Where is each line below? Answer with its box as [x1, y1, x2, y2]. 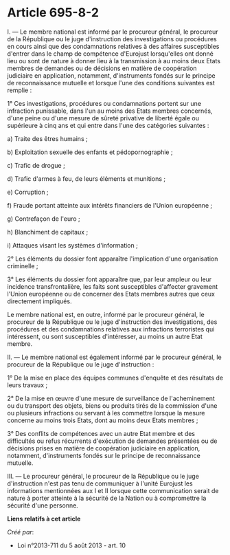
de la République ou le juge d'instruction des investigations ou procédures [7, 34, 218, 43]
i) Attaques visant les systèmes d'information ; [7, 241, 139, 249]
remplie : [7, 86, 32, 94]
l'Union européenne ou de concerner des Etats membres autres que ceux [7, 290, 215, 298]
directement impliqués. [7, 297, 72, 305]
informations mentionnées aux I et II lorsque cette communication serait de [7, 486, 219, 494]
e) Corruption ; [7, 188, 49, 196]
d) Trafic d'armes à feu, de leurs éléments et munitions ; [7, 174, 166, 183]
